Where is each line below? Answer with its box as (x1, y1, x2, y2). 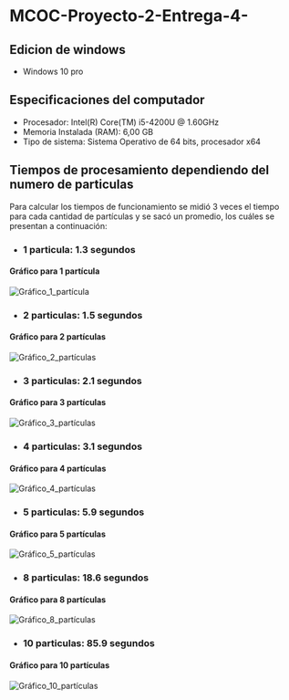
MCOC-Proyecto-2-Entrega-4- (9, 5, 249, 26)
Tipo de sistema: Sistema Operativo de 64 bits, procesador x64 (22, 136, 262, 147)
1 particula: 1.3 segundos (22, 243, 136, 256)
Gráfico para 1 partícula (9, 266, 100, 277)
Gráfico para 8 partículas (9, 594, 107, 605)
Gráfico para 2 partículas (9, 331, 107, 342)
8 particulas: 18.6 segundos (22, 571, 149, 584)
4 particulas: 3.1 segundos (22, 440, 143, 453)
